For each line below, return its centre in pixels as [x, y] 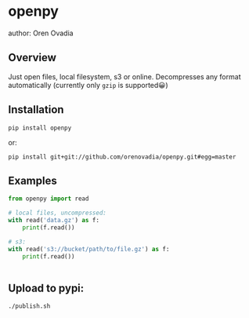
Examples [32, 180]
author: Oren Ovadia [41, 33]
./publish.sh [29, 306]
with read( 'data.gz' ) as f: [54, 221]
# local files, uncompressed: [58, 213]
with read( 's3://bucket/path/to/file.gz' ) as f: [89, 249]
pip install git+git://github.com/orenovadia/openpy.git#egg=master [122, 157]
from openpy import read [49, 199]
